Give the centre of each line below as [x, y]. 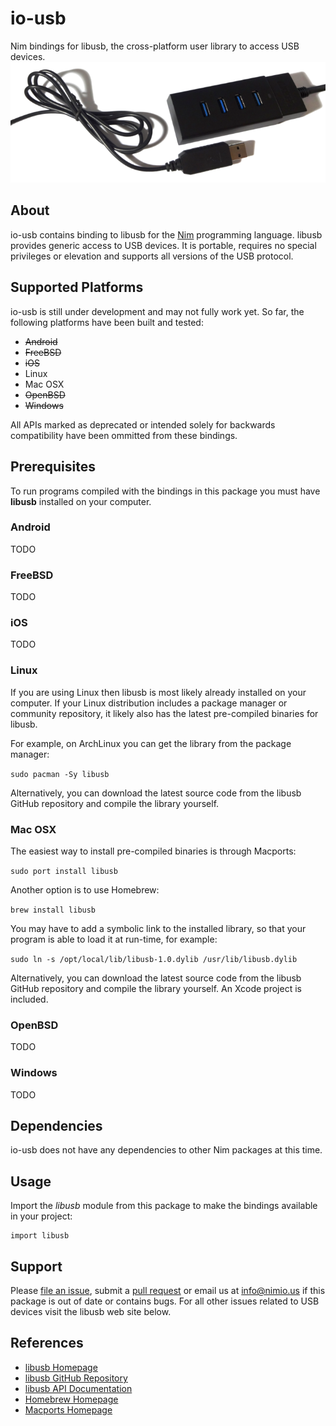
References [47, 1343]
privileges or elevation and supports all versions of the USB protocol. [152, 256]
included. [29, 999]
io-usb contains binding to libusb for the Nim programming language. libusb [166, 234]
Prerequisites [53, 467]
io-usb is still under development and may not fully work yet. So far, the [157, 311]
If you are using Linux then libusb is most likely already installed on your [158, 692]
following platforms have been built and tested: [107, 322]
